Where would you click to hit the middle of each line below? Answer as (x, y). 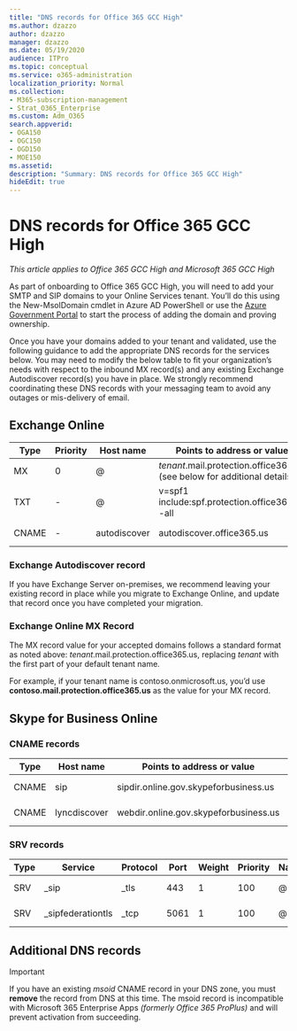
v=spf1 (174, 491)
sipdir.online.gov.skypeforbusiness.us (195, 787)
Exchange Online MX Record (72, 626)
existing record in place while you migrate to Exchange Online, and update (145, 593)
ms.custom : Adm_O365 (47, 116)
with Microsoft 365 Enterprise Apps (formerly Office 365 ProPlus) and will (144, 1008)
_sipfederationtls (78, 913)
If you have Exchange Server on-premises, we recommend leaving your (140, 585)
